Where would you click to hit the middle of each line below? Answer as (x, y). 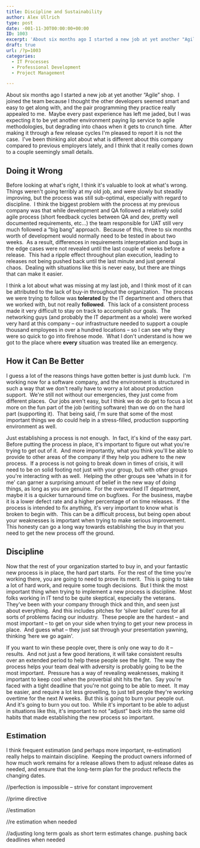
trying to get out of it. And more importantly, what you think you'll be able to (100, 451)
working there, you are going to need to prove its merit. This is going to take (100, 579)
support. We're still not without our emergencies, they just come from (92, 394)
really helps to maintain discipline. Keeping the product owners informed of (99, 756)
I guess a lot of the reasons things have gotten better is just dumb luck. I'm (99, 375)
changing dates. (26, 775)
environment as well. (32, 426)
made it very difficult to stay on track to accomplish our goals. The (88, 311)
